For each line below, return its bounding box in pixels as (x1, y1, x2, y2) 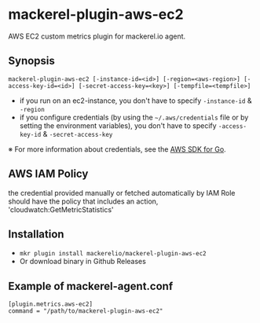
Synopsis (8, 54, 55, 68)
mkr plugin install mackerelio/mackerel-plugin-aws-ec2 (19, 250, 207, 258)
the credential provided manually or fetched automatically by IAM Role (8, 188, 236, 197)
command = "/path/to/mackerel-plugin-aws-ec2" (8, 307, 163, 315)
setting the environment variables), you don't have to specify (19, 120, 218, 130)
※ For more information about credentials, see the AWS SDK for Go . (8, 144, 226, 154)
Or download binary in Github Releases (19, 257, 147, 266)
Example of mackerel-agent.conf (8, 279, 174, 292)
